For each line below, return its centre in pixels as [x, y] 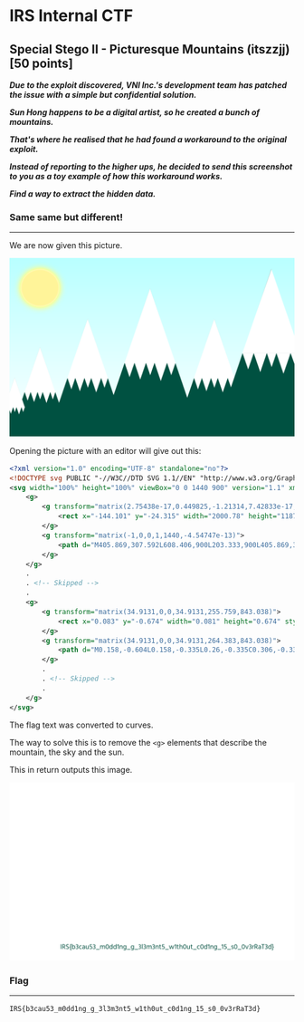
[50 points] [42, 63]
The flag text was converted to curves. [81, 725]
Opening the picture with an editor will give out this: [105, 450]
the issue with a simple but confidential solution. [103, 95]
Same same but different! [66, 217]
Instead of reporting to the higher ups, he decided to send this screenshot [151, 167]
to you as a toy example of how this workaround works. [116, 176]
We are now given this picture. [66, 246]
